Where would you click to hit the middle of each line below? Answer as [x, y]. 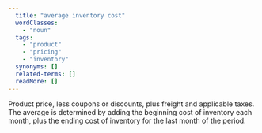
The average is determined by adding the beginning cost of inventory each [130, 112]
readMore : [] [37, 81]
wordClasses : [37, 23]
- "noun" [37, 30]
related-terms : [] [46, 74]
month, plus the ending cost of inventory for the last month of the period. [127, 120]
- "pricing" [42, 52]
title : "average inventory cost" [70, 15]
